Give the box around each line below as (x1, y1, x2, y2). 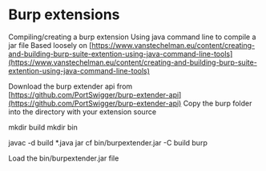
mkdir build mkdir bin (8, 122, 78, 132)
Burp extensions (8, 6, 120, 24)
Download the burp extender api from (8, 82, 133, 91)
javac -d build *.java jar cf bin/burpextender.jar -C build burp (8, 137, 208, 147)
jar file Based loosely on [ (8, 40, 92, 50)
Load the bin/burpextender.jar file (8, 153, 119, 163)
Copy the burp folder (183, 98, 252, 108)
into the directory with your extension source (8, 106, 157, 117)
